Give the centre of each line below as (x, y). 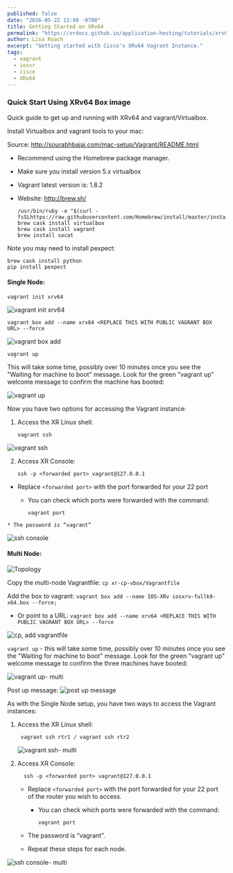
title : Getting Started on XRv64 (55, 26)
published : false (32, 14)
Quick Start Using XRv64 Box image (69, 103)
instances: (22, 711)
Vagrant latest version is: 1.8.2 (60, 185)
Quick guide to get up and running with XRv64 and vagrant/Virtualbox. (108, 117)
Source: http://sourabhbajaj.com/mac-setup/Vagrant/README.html (103, 144)
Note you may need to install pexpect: (61, 248)
